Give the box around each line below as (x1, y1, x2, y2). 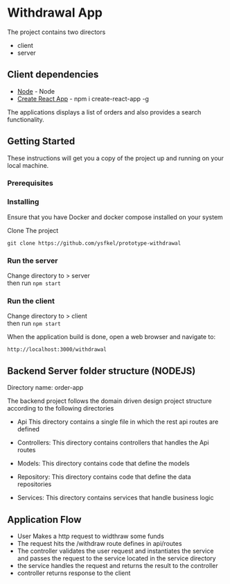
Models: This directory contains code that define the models (17, 459, 190, 467)
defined (17, 425, 40, 433)
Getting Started (7, 135, 76, 147)
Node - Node (17, 87, 55, 95)
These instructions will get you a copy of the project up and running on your (7, 154, 224, 162)
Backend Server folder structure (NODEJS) (7, 365, 196, 377)
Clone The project (7, 226, 59, 234)
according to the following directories (7, 404, 114, 413)
